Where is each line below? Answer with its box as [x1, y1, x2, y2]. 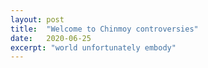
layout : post [10, 14, 65, 25]
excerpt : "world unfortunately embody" [10, 42, 177, 53]
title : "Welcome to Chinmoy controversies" [10, 24, 199, 34]
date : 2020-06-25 [10, 33, 92, 43]
